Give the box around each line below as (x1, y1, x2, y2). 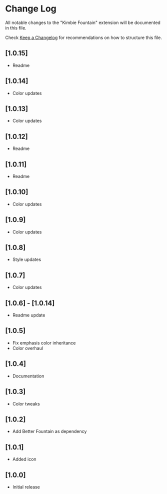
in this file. (5, 24, 26, 30)
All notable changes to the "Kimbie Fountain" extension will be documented (5, 19, 161, 25)
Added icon (12, 456, 36, 462)
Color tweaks (12, 400, 40, 406)
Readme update (12, 312, 45, 318)
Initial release (12, 483, 40, 490)
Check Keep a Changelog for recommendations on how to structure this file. (5, 34, 162, 40)
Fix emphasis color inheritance (12, 339, 76, 345)
